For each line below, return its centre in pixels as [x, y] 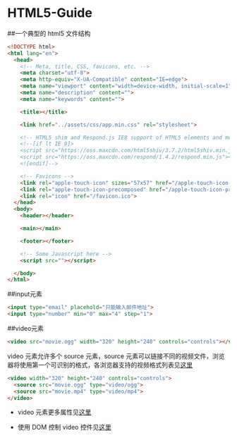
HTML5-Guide [50, 13]
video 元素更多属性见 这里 [54, 412]
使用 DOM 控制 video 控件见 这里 [64, 427]
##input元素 [25, 294]
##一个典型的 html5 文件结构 [49, 33]
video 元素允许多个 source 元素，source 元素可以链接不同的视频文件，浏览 [116, 356]
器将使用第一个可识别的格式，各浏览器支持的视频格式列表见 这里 [100, 365]
